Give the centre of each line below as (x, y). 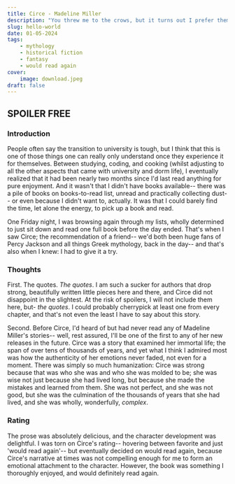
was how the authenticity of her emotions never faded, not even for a (107, 358)
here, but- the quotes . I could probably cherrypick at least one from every (114, 307)
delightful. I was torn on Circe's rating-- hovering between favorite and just (115, 443)
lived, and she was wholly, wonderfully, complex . (78, 402)
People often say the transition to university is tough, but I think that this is (114, 148)
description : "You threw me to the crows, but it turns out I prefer (111, 20)
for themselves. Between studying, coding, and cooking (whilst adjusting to (116, 163)
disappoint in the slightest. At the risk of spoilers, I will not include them (110, 300)
